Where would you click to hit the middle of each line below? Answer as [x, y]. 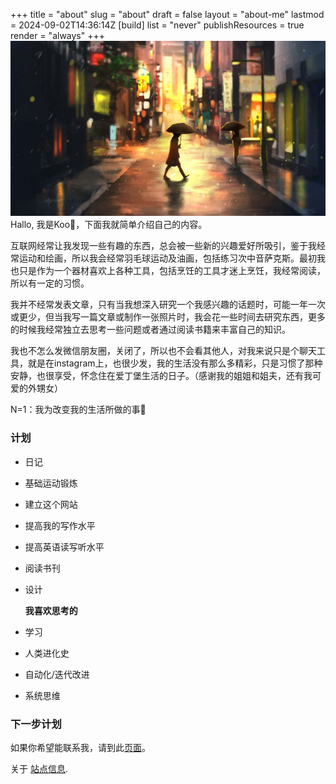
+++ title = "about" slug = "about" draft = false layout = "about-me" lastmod [167, 14]
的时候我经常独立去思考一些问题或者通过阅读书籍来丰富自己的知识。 [150, 330]
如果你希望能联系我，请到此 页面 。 [80, 747]
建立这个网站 [51, 504]
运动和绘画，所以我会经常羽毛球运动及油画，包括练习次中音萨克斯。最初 [167, 258]
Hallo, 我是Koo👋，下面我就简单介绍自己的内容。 [109, 225]
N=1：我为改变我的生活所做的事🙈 [78, 410]
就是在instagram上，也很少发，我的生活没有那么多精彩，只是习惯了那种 [175, 363]
